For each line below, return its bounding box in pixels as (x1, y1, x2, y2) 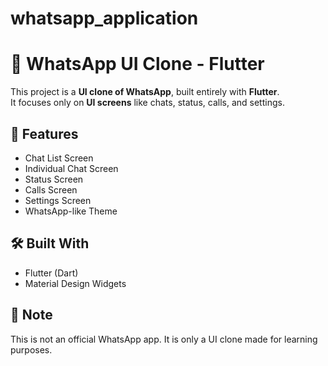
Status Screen (24, 173, 84, 185)
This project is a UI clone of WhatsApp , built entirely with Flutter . (10, 86, 280, 98)
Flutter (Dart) (24, 267, 79, 279)
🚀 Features (10, 125, 79, 142)
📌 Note (10, 307, 53, 324)
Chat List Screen (24, 152, 94, 164)
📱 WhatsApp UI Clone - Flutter (10, 53, 265, 76)
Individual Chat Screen (24, 162, 119, 174)
